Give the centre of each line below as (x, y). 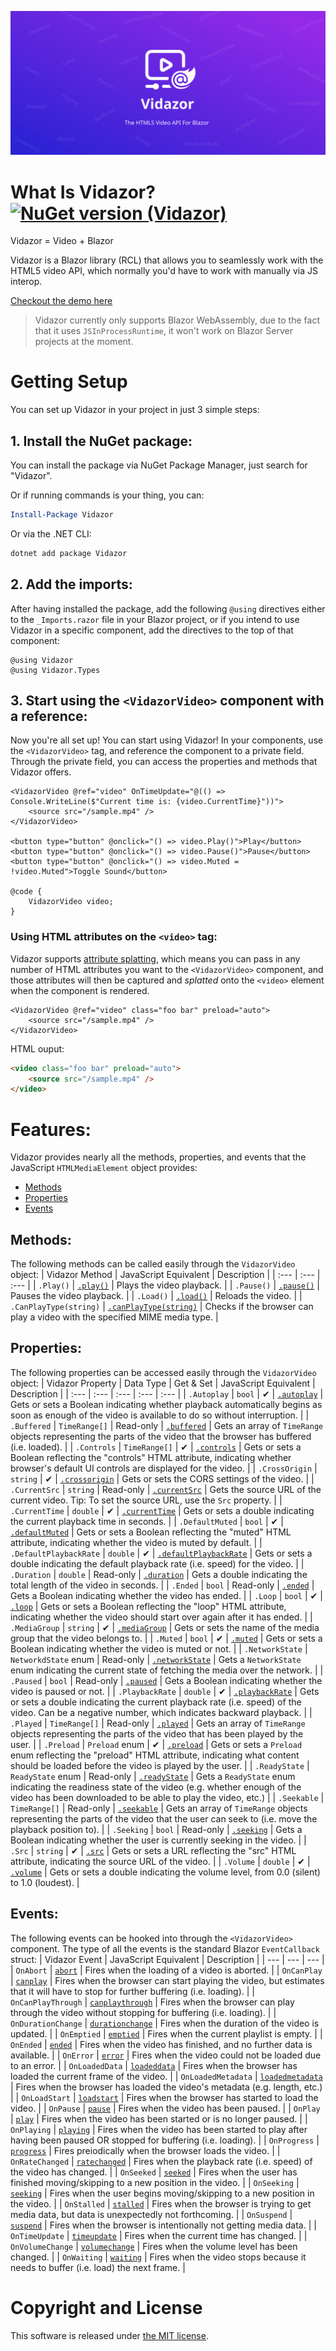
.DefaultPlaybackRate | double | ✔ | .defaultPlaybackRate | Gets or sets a (161, 1553)
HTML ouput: (37, 1048)
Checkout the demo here (61, 301)
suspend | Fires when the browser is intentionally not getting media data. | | (163, 2225)
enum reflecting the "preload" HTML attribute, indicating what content (155, 1755)
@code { (26, 892)
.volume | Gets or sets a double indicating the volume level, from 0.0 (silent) (165, 1872)
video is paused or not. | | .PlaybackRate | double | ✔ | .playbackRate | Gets (165, 1691)
